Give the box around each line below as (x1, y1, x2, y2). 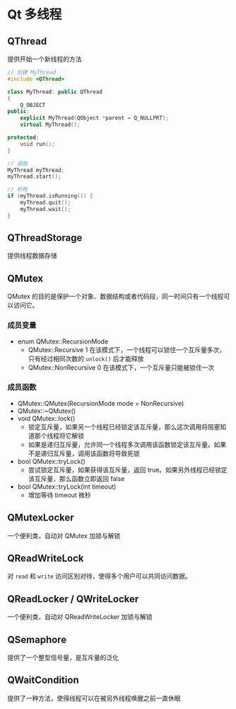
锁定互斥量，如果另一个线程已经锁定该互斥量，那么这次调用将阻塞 (28, 422, 220, 431)
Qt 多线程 (7, 6, 62, 23)
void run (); (20, 140, 55, 147)
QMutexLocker (7, 511, 74, 524)
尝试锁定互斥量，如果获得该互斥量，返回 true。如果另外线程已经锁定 (28, 465, 228, 474)
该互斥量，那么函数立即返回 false (28, 474, 125, 482)
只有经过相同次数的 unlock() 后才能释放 (28, 354, 144, 363)
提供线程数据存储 (7, 251, 57, 260)
